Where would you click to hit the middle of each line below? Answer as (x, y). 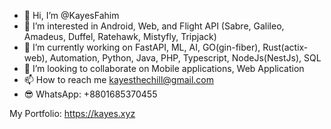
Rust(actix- (285, 47)
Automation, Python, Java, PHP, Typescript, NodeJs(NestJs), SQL (185, 58)
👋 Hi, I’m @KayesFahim (71, 15)
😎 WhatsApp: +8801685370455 (90, 94)
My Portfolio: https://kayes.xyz (72, 113)
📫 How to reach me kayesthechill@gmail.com (118, 79)
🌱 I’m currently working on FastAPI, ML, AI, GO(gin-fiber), (142, 47)
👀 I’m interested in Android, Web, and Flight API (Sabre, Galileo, (154, 26)
